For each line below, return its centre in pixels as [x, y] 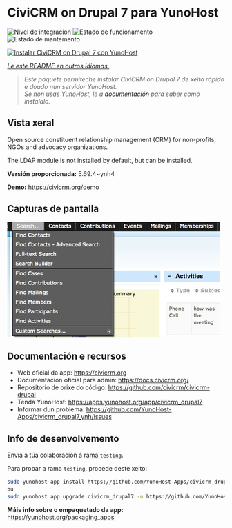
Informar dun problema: [51, 409]
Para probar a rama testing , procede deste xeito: [77, 469]
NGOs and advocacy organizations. [58, 147]
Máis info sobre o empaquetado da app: [65, 509]
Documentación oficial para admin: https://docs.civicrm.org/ [103, 380]
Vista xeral [31, 123]
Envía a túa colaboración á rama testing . [65, 455]
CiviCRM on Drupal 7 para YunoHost [113, 13]
